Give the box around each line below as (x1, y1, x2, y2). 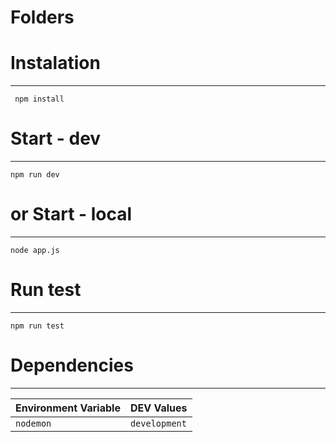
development (129, 417, 187, 429)
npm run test (10, 321, 65, 331)
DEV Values (129, 401, 188, 415)
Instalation (10, 52, 101, 75)
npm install (14, 94, 65, 105)
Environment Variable (15, 401, 121, 415)
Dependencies (10, 354, 134, 377)
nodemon (15, 417, 52, 429)
